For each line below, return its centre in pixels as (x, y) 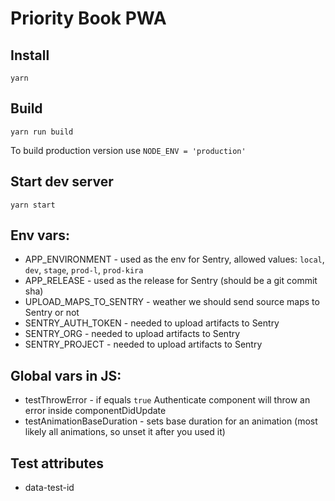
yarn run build (42, 132)
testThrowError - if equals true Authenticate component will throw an (167, 400)
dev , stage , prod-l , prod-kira (84, 270)
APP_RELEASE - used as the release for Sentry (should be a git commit (171, 281)
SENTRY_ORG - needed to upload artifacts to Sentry (132, 334)
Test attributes (57, 463)
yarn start (33, 205)
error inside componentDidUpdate (95, 411)
